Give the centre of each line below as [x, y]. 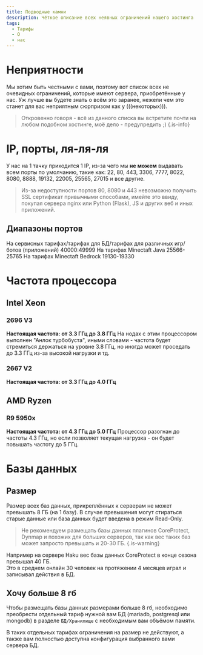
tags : [13, 23]
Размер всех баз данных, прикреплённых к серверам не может [89, 506]
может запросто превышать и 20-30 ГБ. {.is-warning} [90, 543]
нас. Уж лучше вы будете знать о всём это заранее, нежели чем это [95, 99]
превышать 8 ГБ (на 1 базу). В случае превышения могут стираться [94, 512]
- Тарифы [23, 29]
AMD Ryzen [29, 401]
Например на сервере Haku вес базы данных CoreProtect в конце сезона [101, 555]
